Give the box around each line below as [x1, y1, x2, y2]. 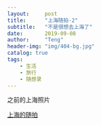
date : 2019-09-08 [7, 29, 77, 37]
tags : [7, 56, 23, 63]
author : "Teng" [7, 37, 64, 44]
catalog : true [7, 50, 49, 57]
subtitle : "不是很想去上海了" [7, 23, 93, 30]
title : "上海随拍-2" [7, 17, 79, 24]
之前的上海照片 [7, 96, 50, 104]
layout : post [7, 10, 58, 18]
